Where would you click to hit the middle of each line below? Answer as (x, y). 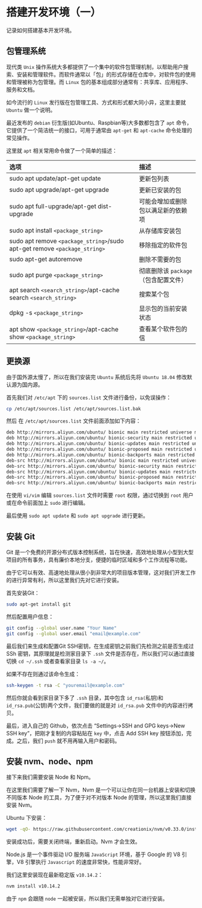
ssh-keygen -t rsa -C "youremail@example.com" (66, 685)
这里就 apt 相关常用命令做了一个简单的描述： (62, 150)
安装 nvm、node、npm (50, 761)
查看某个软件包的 (163, 328)
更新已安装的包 (160, 190)
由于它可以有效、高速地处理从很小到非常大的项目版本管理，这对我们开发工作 (101, 572)
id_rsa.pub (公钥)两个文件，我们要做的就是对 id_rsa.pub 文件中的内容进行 (97, 705)
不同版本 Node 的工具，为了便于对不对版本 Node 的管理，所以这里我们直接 (99, 798)
